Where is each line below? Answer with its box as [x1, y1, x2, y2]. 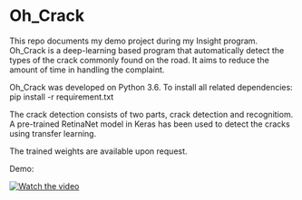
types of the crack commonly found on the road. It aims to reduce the [9, 54, 269, 65]
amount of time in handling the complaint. [9, 64, 165, 75]
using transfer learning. [9, 128, 97, 138]
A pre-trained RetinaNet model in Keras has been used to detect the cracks [9, 119, 290, 129]
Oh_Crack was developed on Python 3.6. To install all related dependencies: [9, 81, 293, 92]
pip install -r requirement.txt [9, 91, 114, 102]
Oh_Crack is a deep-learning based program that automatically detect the [9, 44, 285, 55]
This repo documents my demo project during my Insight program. [9, 35, 258, 46]
